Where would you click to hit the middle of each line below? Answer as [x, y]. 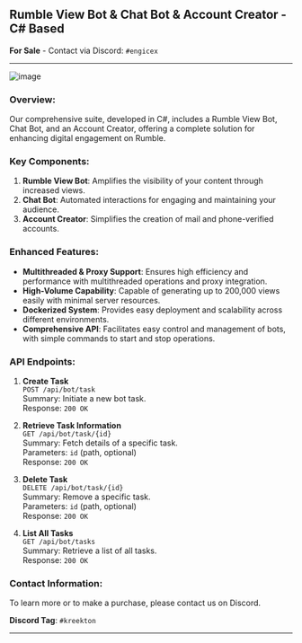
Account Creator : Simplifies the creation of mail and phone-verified [148, 219]
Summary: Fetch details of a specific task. [100, 443]
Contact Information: [56, 583]
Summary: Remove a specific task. [86, 497]
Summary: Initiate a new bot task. [84, 398]
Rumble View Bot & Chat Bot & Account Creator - [148, 15]
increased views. [53, 190]
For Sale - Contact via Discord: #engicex [84, 50]
